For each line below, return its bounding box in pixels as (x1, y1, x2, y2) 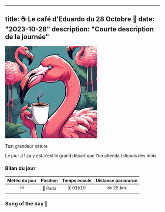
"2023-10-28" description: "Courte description (5, 25, 154, 33)
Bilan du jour (5, 165, 36, 172)
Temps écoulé (62, 177, 92, 183)
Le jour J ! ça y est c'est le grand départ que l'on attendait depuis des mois (5, 153, 157, 159)
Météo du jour (7, 177, 37, 183)
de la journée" (5, 33, 50, 41)
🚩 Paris (42, 185, 56, 191)
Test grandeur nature (5, 143, 48, 149)
